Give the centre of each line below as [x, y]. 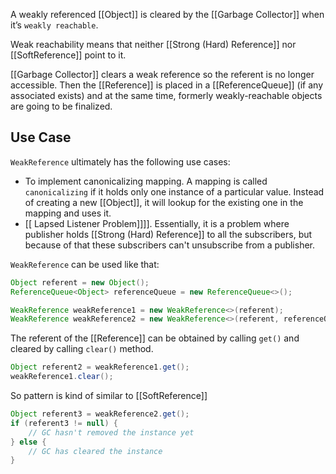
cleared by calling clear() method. [82, 349]
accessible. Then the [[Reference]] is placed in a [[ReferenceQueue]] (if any [167, 85]
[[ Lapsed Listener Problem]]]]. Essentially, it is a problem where [157, 223]
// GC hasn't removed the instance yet [111, 432]
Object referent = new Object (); [80, 282]
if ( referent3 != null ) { [64, 423]
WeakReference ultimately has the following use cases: [120, 161]
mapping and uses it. [68, 213]
